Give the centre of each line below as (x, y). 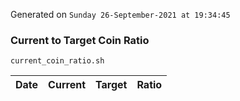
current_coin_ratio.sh (57, 61)
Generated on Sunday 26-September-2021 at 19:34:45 (120, 14)
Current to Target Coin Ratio (80, 40)
